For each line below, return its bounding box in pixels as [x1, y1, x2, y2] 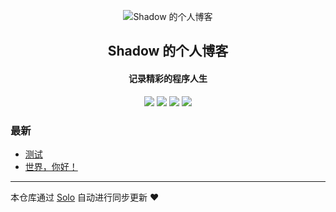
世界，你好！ [24, 160, 78, 172]
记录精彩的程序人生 [128, 72, 208, 84]
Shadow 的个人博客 [107, 43, 229, 60]
